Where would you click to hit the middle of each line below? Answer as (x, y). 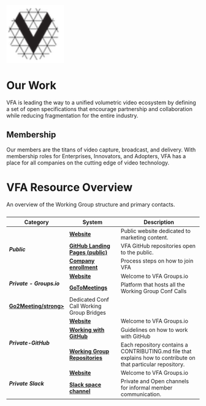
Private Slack (26, 384)
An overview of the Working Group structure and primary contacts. (91, 204)
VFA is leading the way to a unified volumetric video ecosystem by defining (101, 102)
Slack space (86, 385)
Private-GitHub (29, 343)
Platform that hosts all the (153, 285)
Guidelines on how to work (154, 329)
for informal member (147, 388)
